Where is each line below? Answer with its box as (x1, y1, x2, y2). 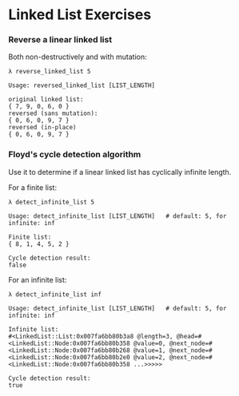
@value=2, (133, 353, 166, 361)
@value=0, (133, 339, 166, 347)
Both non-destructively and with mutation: (8, 52, 147, 61)
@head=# (176, 332, 202, 340)
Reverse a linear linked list (8, 34, 113, 46)
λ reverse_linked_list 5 (8, 68, 91, 76)
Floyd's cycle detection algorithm (8, 149, 141, 160)
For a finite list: (8, 182, 58, 192)
